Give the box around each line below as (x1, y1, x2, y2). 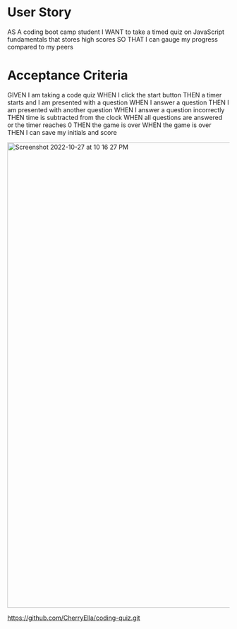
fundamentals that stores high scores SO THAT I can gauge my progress (7, 35, 219, 43)
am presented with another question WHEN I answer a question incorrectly (7, 105, 225, 114)
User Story (7, 4, 72, 20)
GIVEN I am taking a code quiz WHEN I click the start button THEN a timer (7, 90, 222, 99)
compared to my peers (7, 42, 74, 51)
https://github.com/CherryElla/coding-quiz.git (7, 613, 140, 622)
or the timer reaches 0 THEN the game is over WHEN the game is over (7, 121, 212, 129)
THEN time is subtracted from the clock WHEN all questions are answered (7, 113, 223, 121)
